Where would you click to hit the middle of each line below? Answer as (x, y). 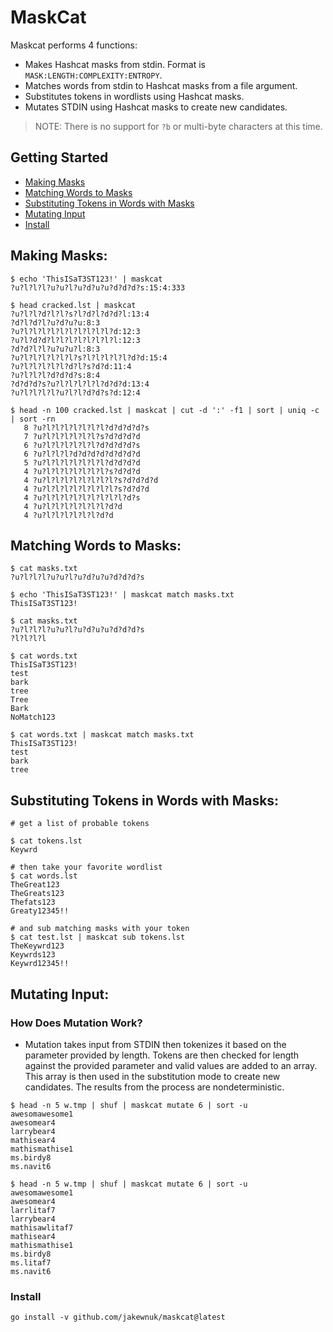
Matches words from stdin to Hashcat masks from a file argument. (161, 85)
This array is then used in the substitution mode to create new (152, 1076)
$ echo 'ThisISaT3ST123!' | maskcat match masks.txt (122, 595)
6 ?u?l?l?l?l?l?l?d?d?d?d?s (82, 445)
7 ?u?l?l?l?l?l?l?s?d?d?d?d (82, 436)
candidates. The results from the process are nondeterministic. (154, 1087)
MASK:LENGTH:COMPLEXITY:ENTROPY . (93, 75)
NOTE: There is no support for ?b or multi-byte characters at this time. (178, 126)
